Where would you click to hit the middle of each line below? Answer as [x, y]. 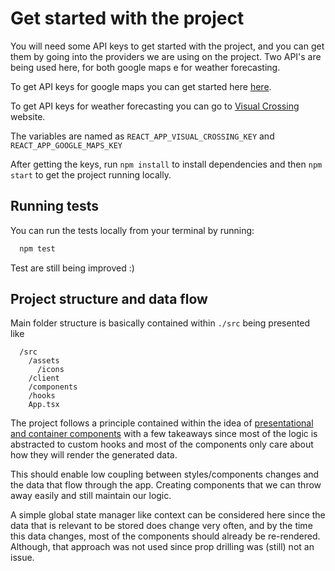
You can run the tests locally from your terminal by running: [132, 230]
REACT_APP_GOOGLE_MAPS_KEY [66, 145]
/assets [44, 361]
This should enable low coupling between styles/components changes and [165, 474]
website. [28, 116]
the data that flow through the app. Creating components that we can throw [166, 485]
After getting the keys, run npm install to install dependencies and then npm [166, 164]
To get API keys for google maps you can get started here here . [141, 86]
